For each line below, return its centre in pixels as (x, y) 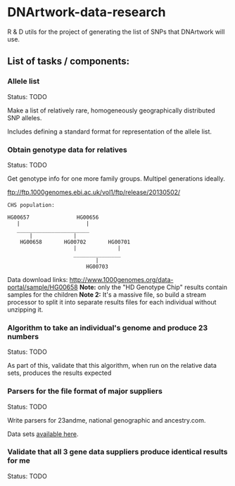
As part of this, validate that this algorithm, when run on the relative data (112, 366)
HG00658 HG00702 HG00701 (75, 242)
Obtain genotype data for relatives (68, 150)
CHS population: (31, 205)
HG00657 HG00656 (53, 217)
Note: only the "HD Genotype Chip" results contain (153, 287)
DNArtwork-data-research (87, 12)
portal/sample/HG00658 (43, 287)
